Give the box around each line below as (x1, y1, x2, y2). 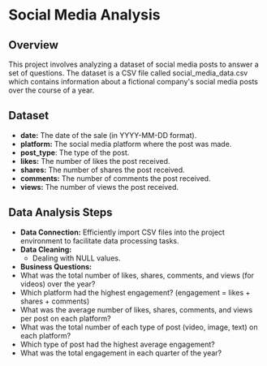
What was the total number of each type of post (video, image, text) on (19, 322, 258, 332)
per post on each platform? (19, 313, 111, 323)
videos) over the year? (19, 278, 96, 289)
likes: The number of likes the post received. (19, 156, 170, 166)
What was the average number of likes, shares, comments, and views (19, 304, 253, 314)
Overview (8, 38, 59, 52)
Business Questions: (19, 261, 92, 271)
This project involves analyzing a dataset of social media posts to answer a (8, 59, 260, 69)
